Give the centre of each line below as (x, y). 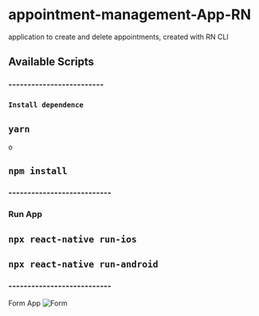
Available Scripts (51, 62)
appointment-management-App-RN (130, 15)
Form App (25, 303)
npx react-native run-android (83, 264)
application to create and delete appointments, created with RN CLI (118, 37)
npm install (38, 171)
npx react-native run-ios (73, 239)
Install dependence (46, 105)
